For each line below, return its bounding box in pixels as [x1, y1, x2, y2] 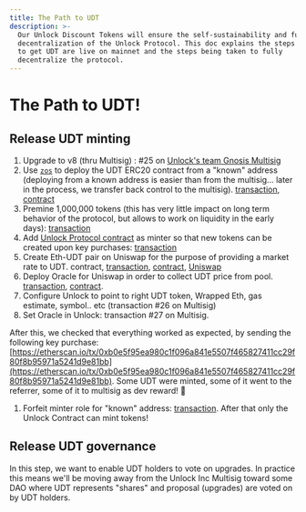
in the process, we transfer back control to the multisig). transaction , [22, 184, 280, 195]
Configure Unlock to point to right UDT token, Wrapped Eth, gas [22, 290, 262, 301]
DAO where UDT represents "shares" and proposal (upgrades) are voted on [9, 482, 293, 493]
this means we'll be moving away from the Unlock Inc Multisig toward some [9, 472, 293, 483]
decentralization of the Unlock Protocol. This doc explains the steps [17, 38, 296, 48]
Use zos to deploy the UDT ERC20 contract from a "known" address [22, 165, 278, 176]
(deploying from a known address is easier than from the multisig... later [22, 175, 293, 185]
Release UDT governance [9, 438, 157, 455]
